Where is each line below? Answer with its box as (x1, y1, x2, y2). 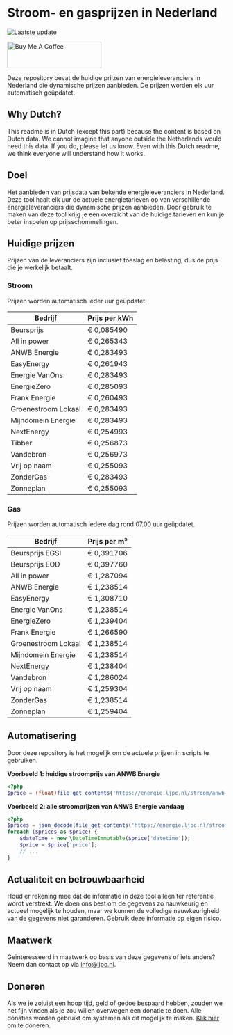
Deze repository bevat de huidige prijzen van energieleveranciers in (7, 73, 201, 81)
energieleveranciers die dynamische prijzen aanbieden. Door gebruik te (7, 203, 212, 211)
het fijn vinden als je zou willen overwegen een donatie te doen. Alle (7, 1006, 202, 1015)
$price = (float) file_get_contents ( (7, 789, 113, 796)
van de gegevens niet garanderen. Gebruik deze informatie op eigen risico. (7, 914, 222, 923)
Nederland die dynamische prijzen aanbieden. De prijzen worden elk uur (7, 81, 214, 89)
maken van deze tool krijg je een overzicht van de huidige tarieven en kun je (7, 210, 225, 219)
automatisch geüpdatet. (7, 88, 75, 97)
